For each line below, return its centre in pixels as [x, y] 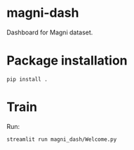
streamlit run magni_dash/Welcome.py [62, 139]
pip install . [27, 79]
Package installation [67, 61]
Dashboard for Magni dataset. [50, 32]
